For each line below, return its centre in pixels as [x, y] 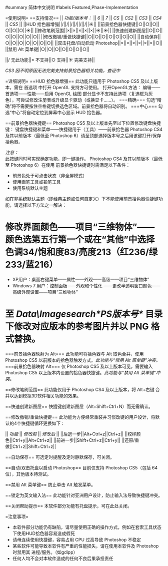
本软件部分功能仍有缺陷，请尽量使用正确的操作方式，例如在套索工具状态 [87, 527]
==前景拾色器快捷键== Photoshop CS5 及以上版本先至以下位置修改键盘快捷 [83, 123]
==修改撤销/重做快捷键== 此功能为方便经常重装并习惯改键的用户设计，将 [80, 417]
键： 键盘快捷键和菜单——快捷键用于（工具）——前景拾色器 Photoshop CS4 [84, 129]
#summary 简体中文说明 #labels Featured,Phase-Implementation [72, 7]
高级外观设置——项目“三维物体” [45, 292]
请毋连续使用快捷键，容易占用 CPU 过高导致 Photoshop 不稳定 [77, 539]
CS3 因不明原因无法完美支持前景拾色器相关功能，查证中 [63, 71]
